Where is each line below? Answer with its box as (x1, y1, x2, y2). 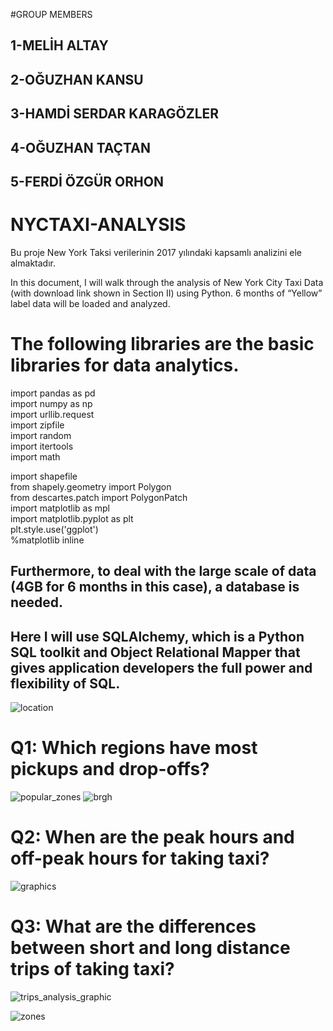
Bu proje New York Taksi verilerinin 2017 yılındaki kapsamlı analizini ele (10, 246, 302, 258)
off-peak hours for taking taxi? (10, 847, 270, 870)
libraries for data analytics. (10, 354, 240, 377)
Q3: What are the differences (10, 915, 257, 938)
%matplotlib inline (10, 534, 85, 546)
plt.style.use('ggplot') (10, 523, 99, 535)
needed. (10, 594, 64, 611)
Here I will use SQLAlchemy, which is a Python (10, 628, 305, 645)
